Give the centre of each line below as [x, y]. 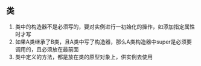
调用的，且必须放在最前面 [47, 49]
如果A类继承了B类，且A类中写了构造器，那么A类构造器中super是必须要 [103, 42]
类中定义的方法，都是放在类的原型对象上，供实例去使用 [84, 57]
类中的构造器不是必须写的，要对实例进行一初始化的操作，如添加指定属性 [105, 27]
